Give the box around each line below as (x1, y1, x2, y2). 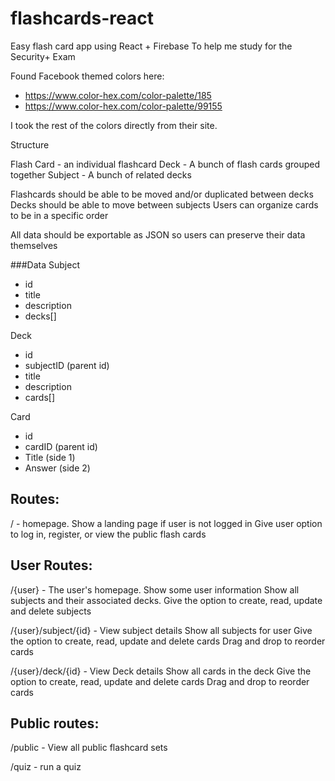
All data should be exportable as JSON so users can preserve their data (10, 228, 306, 241)
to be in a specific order (10, 209, 109, 221)
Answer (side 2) (24, 462, 91, 474)
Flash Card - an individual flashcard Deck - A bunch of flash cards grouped (10, 158, 321, 170)
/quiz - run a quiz (10, 761, 82, 773)
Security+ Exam (10, 50, 76, 62)
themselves (10, 239, 58, 251)
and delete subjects (10, 605, 92, 617)
